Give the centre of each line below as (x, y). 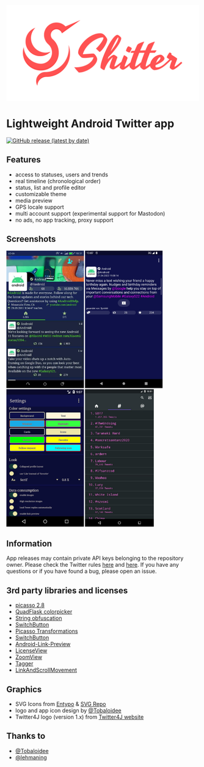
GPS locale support (39, 207)
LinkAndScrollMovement (46, 670)
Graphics (24, 689)
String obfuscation (38, 618)
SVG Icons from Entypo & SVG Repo (60, 704)
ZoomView (29, 657)
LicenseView (31, 651)
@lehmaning (31, 757)
